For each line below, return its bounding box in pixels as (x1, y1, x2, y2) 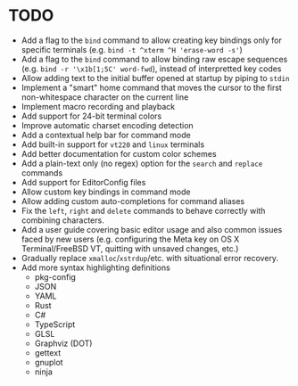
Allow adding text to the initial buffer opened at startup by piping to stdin (21, 72, 290, 83)
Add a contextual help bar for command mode (21, 129, 191, 140)
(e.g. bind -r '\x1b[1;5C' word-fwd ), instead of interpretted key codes (21, 63, 282, 74)
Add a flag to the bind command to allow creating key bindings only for (21, 35, 282, 45)
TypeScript (34, 318, 76, 330)
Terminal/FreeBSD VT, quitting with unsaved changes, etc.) (21, 242, 239, 254)
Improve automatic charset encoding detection (21, 119, 194, 130)
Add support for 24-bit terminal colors (21, 111, 162, 121)
